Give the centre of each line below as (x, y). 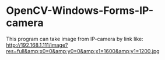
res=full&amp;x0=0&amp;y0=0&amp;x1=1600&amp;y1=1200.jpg (83, 51)
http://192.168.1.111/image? (37, 45)
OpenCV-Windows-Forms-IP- (80, 11)
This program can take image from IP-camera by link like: (75, 39)
